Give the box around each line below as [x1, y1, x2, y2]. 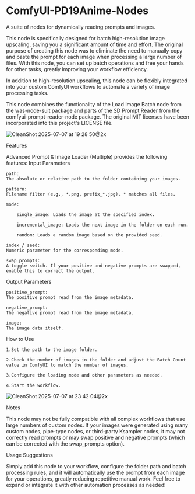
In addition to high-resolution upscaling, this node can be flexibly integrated [6, 77, 188, 84]
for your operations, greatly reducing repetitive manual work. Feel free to [6, 475, 180, 482]
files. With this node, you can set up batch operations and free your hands [6, 60, 185, 67]
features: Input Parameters [6, 159, 70, 166]
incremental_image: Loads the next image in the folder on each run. [16, 222, 189, 228]
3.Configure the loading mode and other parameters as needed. [6, 372, 163, 378]
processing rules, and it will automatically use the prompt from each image [6, 469, 185, 476]
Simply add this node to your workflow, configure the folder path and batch [6, 462, 186, 469]
